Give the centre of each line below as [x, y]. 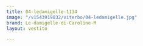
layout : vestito [27, 28]
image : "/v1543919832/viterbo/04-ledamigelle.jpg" [72, 17]
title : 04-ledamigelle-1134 [42, 12]
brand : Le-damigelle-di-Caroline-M [51, 23]
